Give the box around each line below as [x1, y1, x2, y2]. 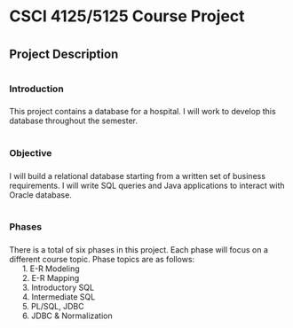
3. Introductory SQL [21, 282, 95, 293]
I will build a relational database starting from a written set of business [9, 170, 266, 181]
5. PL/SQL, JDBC [21, 301, 84, 311]
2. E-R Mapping [21, 272, 80, 283]
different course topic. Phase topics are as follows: [9, 254, 195, 264]
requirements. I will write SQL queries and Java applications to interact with [9, 180, 286, 191]
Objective [9, 146, 52, 159]
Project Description [9, 47, 119, 62]
